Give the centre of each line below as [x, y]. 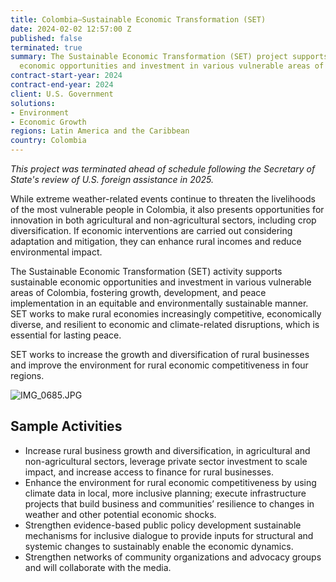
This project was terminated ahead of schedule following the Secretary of [163, 169]
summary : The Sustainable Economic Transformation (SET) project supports [169, 57]
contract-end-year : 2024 [62, 85]
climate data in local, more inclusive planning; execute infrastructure [165, 493]
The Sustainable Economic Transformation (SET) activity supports [146, 271]
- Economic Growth [48, 122]
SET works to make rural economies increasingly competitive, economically [166, 314]
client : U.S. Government [62, 94]
